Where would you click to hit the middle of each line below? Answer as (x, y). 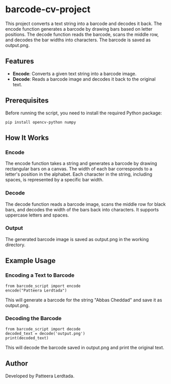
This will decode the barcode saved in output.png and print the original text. (85, 347)
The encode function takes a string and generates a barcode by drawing (81, 163)
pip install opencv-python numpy (41, 122)
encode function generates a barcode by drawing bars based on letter (79, 29)
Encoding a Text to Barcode (40, 275)
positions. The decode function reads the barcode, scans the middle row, (82, 34)
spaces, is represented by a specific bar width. (54, 180)
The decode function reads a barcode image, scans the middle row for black (86, 204)
